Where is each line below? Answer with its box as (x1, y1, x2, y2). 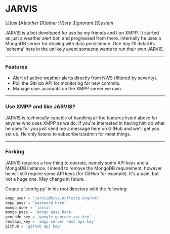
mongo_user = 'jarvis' (5, 205, 53, 210)
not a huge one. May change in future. (5, 176, 85, 182)
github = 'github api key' (5, 224, 62, 229)
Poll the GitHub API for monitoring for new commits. (12, 80, 120, 86)
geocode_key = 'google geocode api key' (5, 214, 92, 220)
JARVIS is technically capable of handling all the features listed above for (5, 115, 158, 121)
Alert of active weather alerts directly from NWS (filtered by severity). (12, 75, 158, 81)
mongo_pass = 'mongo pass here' (5, 210, 73, 215)
